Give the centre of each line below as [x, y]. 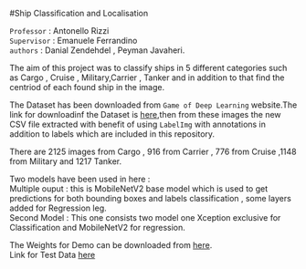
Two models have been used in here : [80, 179]
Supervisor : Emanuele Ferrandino [74, 41]
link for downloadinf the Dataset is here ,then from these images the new [145, 114]
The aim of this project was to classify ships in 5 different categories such [148, 68]
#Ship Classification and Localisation [79, 13]
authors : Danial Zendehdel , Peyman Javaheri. [97, 50]
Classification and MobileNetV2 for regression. [97, 228]
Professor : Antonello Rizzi [59, 31]
